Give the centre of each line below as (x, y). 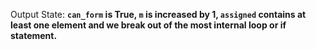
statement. (34, 35)
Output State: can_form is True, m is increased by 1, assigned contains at (158, 14)
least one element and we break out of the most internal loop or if (148, 25)
